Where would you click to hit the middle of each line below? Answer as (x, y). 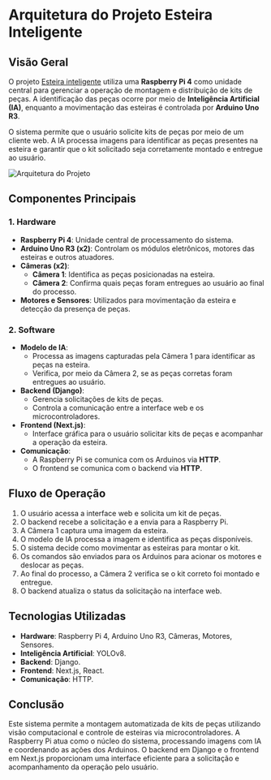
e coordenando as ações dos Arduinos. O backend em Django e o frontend (134, 750)
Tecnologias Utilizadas (67, 616)
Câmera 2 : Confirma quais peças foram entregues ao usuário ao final (148, 282)
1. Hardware (32, 222)
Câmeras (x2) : (45, 265)
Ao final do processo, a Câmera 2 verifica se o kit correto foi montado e (140, 573)
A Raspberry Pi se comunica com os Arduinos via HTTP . (127, 459)
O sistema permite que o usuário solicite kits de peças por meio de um (126, 132)
